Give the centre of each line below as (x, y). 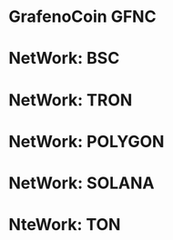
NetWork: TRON (71, 100)
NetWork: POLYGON (86, 141)
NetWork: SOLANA (81, 183)
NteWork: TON (65, 225)
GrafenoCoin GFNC (82, 17)
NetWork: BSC (64, 59)
